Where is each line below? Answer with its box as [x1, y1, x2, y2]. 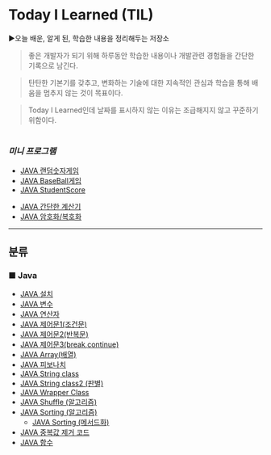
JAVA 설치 [19, 289, 54, 299]
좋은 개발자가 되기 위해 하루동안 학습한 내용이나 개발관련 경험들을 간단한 [27, 50, 255, 60]
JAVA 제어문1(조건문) [19, 319, 87, 329]
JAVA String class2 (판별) [19, 378, 104, 389]
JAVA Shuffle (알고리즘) [19, 398, 98, 407]
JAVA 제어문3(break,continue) [19, 339, 119, 349]
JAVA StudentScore [19, 184, 86, 195]
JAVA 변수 [19, 299, 54, 309]
